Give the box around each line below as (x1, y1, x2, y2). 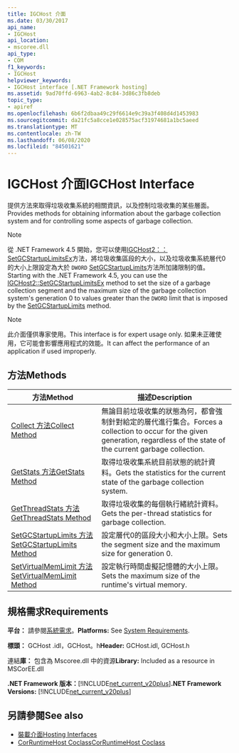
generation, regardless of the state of (101, 435, 226, 445)
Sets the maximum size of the (101, 570, 201, 580)
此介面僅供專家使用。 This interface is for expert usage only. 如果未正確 (7, 330, 216, 339)
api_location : (7, 37, 50, 44)
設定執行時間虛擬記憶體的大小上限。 (101, 561, 223, 571)
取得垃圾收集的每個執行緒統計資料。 (101, 499, 223, 509)
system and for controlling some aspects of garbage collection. (7, 217, 193, 226)
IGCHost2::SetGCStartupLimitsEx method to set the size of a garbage (7, 279, 211, 288)
